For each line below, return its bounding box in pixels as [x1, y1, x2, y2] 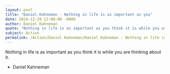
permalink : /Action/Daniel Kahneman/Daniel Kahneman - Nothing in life [5, 35, 159, 40]
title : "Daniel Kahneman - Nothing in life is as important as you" [5, 12, 153, 17]
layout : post [5, 7, 33, 12]
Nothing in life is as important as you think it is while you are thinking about [5, 48, 161, 55]
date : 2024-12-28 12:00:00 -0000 [5, 16, 76, 21]
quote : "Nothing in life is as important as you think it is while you [5, 26, 159, 31]
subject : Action [5, 30, 39, 35]
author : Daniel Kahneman [5, 21, 58, 26]
